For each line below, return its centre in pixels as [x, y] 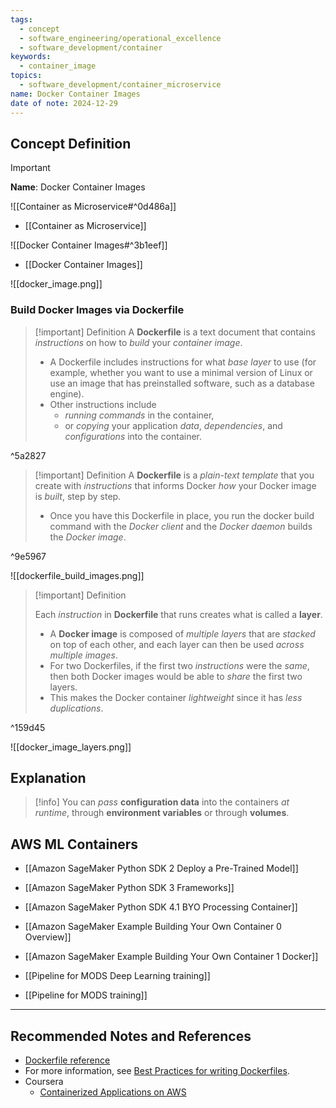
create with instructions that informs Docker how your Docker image [175, 485]
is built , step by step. [78, 496]
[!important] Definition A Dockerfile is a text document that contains [175, 332]
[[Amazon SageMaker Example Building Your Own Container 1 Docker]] [171, 957]
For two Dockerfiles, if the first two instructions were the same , [179, 665]
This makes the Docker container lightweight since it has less [176, 697]
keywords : [31, 57]
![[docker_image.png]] [56, 284]
